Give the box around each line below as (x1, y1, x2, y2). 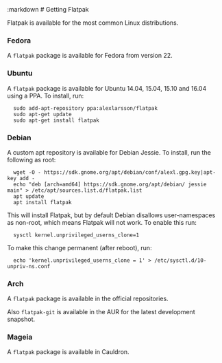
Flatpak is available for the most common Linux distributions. (7, 19, 179, 27)
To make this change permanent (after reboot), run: (7, 243, 152, 252)
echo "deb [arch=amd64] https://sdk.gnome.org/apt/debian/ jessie (13, 181, 207, 188)
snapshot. (7, 315, 36, 324)
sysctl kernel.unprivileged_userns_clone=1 (13, 232, 139, 239)
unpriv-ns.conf (7, 263, 51, 269)
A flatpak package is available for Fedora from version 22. (7, 52, 173, 60)
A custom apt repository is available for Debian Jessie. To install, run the (7, 148, 211, 156)
